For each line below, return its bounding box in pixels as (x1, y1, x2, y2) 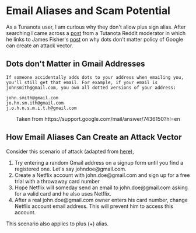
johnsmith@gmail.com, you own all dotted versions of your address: (6, 85, 176, 91)
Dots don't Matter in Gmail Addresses (6, 59, 145, 69)
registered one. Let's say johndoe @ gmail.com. (14, 165, 127, 172)
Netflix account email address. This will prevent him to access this (14, 203, 174, 210)
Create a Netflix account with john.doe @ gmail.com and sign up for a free (14, 171, 190, 179)
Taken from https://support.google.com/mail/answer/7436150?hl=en (15, 115, 181, 122)
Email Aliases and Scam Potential (6, 4, 170, 18)
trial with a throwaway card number (14, 178, 100, 185)
